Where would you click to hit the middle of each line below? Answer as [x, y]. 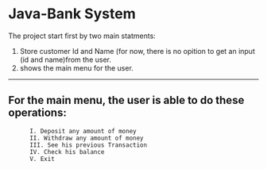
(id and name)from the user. [65, 60]
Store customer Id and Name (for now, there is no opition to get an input [137, 51]
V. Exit [42, 159]
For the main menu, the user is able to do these [126, 100]
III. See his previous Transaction [88, 145]
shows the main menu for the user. [76, 67]
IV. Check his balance [67, 152]
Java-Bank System [72, 14]
